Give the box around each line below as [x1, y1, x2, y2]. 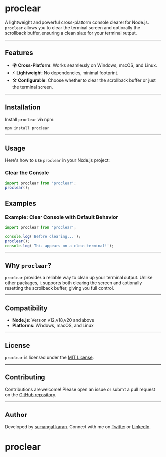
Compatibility [5, 304, 48, 312]
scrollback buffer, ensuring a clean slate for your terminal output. [5, 30, 137, 36]
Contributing [5, 374, 45, 382]
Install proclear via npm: [5, 116, 55, 122]
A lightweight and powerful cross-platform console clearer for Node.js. [5, 19, 149, 25]
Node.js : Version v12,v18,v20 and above [12, 317, 95, 323]
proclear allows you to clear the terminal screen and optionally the [5, 24, 141, 30]
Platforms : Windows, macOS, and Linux [12, 322, 94, 329]
